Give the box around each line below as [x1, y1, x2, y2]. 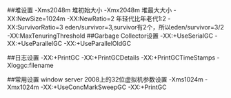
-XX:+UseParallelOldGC [63, 40, 132, 47]
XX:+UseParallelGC [7, 40, 63, 47]
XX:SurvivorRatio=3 [7, 23, 63, 31]
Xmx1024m [7, 83, 39, 91]
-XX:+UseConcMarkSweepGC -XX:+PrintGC [40, 83, 167, 91]
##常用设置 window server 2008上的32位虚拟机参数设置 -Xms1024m [7, 75, 203, 84]
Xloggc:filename [7, 61, 54, 69]
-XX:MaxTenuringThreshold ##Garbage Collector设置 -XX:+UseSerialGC [7, 32, 214, 40]
